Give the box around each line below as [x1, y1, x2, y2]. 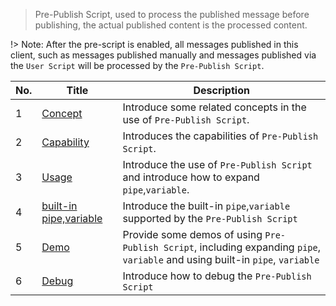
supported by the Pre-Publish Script [122, 212, 298, 225]
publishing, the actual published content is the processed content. [34, 19, 308, 31]
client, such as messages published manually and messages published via [10, 49, 317, 61]
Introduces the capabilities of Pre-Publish [122, 129, 319, 143]
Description [193, 84, 250, 97]
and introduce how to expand [122, 170, 260, 184]
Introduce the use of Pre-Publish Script [122, 158, 313, 171]
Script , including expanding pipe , [163, 240, 321, 254]
